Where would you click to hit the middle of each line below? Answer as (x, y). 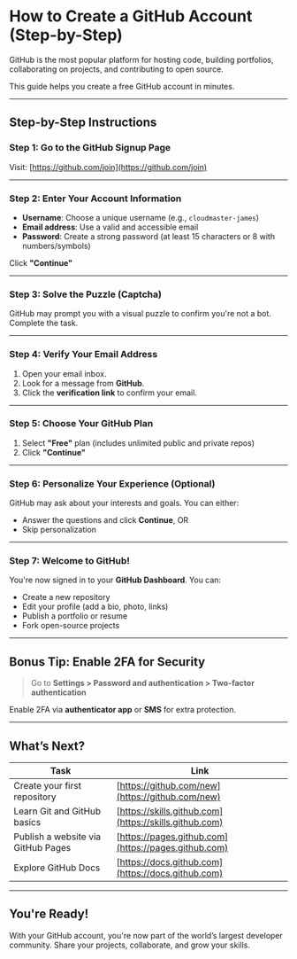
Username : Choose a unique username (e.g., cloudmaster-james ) (140, 217)
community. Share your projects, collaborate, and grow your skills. (129, 945)
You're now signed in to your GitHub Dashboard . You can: (115, 580)
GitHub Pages (42, 848)
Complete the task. (44, 323)
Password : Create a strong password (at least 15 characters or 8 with (148, 236)
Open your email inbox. (64, 373)
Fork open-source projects (71, 626)
